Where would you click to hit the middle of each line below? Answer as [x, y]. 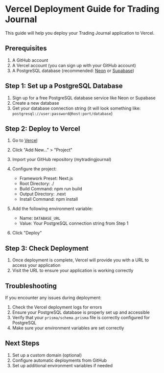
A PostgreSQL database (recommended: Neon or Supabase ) [73, 70]
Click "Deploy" [27, 233]
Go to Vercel [25, 140]
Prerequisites [26, 48]
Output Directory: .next [43, 194]
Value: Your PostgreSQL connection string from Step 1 [74, 223]
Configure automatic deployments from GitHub [59, 360]
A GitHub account [30, 60]
